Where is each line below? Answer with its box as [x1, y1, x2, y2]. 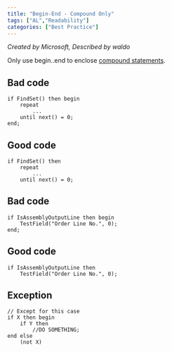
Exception [7, 289, 53, 301]
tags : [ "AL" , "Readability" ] [7, 17, 90, 24]
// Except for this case [7, 308, 80, 315]
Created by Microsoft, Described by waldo [7, 43, 131, 51]
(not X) [20, 339, 42, 346]
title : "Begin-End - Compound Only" [7, 10, 114, 18]
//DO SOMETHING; [32, 327, 80, 334]
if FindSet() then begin [7, 96, 80, 103]
